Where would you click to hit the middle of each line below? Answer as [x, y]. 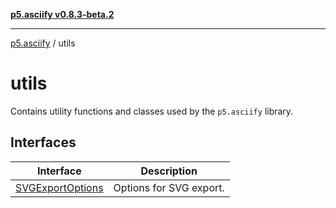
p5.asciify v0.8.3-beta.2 [62, 14]
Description [169, 171]
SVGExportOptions [59, 187]
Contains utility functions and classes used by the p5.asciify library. [152, 111]
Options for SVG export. [169, 187]
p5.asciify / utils [43, 43]
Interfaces [43, 142]
